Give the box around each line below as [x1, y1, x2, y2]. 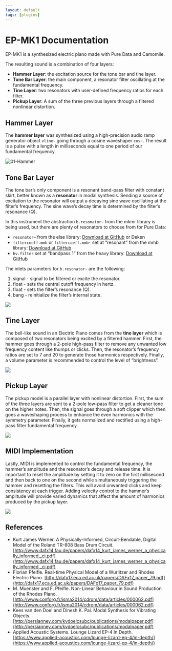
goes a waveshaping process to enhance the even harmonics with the [5, 411, 153, 417]
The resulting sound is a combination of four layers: [5, 61, 114, 67]
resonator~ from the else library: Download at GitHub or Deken [12, 234, 145, 240]
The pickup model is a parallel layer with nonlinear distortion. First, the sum [5, 395, 164, 401]
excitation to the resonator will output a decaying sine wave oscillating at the [5, 198, 167, 204]
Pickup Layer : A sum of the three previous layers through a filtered [12, 98, 154, 104]
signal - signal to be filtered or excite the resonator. [12, 276, 121, 282]
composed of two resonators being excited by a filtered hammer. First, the [5, 335, 162, 341]
